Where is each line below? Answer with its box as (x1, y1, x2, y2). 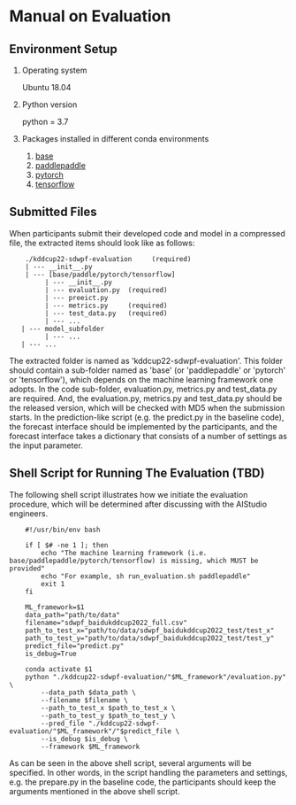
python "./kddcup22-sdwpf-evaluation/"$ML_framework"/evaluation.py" (25, 672, 287, 681)
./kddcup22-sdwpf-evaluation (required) (25, 254, 192, 263)
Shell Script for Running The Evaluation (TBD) (9, 466, 265, 481)
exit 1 (41, 579, 65, 588)
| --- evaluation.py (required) (44, 285, 168, 294)
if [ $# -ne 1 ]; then (25, 540, 109, 550)
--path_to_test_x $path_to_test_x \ (41, 703, 176, 712)
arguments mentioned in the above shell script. (9, 786, 180, 796)
